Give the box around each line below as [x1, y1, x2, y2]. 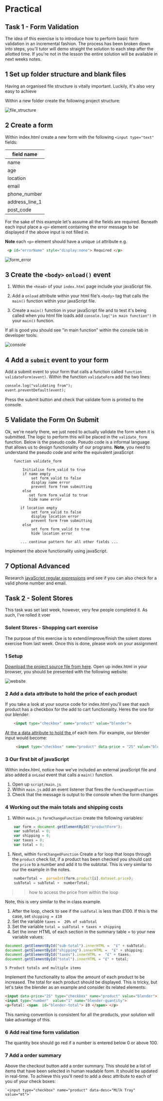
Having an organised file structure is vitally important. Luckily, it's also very [5, 83, 155, 89]
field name [12, 150, 37, 157]
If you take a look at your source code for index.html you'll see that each [5, 701, 149, 707]
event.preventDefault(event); [5, 388, 66, 393]
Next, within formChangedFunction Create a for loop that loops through [12, 851, 151, 857]
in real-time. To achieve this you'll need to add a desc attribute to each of [5, 1073, 151, 1079]
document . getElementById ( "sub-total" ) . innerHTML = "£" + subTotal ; [5, 943, 147, 948]
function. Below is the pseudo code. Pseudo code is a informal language [5, 439, 150, 445]
